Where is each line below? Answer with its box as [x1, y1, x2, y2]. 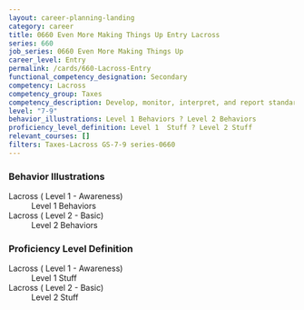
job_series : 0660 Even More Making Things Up [8, 47, 183, 56]
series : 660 [8, 38, 54, 48]
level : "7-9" [8, 106, 58, 115]
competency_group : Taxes [8, 89, 103, 98]
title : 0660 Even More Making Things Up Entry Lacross [8, 30, 221, 39]
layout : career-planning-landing [8, 13, 135, 23]
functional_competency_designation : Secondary [8, 73, 188, 82]
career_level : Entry [8, 55, 87, 65]
